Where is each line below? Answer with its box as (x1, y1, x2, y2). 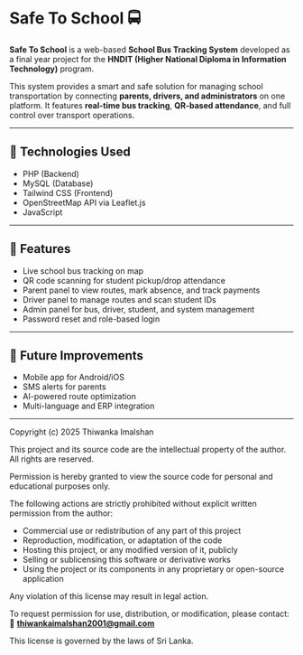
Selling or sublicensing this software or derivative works (22, 554, 232, 566)
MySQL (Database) (22, 178, 94, 189)
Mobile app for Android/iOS (22, 372, 124, 383)
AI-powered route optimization (22, 391, 137, 402)
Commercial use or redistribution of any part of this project (22, 526, 242, 537)
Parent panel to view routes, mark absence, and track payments (22, 285, 261, 295)
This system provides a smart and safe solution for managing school (9, 80, 263, 91)
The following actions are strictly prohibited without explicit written (9, 499, 257, 510)
